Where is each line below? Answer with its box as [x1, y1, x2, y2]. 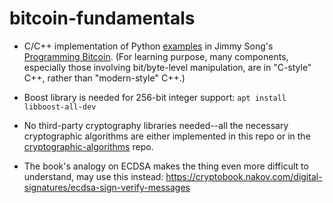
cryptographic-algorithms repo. [23, 140, 154, 152]
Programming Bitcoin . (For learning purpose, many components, [23, 50, 289, 62]
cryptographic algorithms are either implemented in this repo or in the [23, 130, 311, 142]
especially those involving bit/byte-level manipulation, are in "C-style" [23, 61, 312, 73]
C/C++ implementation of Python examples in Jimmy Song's [23, 40, 274, 52]
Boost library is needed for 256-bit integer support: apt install [23, 91, 287, 103]
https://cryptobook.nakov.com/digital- [165, 170, 323, 182]
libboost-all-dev [23, 102, 97, 112]
